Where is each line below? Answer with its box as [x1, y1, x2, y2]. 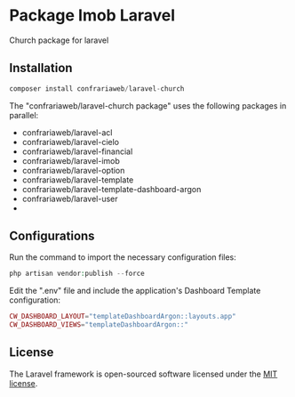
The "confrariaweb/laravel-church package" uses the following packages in [9, 100, 287, 111]
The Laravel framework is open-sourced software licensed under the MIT [9, 369, 278, 379]
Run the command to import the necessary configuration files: [9, 252, 237, 263]
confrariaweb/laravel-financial [21, 146, 133, 157]
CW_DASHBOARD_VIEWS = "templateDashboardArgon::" [9, 320, 189, 329]
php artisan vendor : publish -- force [9, 269, 145, 279]
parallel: [9, 109, 39, 120]
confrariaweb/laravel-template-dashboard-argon [21, 183, 202, 194]
